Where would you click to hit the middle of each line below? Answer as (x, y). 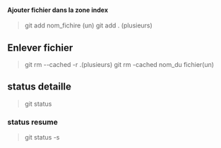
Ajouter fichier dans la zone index (58, 10)
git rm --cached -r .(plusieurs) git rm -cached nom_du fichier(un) (119, 65)
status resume (32, 122)
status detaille (40, 87)
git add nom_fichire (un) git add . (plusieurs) (89, 25)
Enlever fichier (40, 48)
